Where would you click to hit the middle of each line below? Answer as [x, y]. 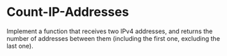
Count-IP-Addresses [68, 12]
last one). [20, 46]
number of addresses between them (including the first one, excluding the [113, 38]
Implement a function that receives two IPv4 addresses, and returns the [110, 31]
